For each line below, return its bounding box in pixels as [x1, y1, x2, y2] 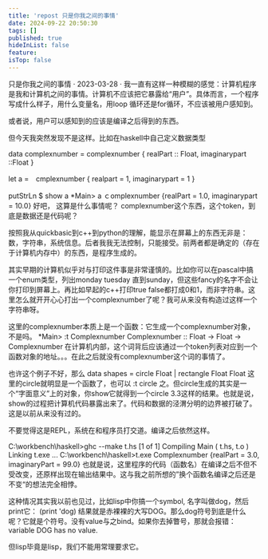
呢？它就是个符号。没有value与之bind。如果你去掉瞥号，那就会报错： [8, 516, 237, 525]
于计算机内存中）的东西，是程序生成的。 [8, 248, 141, 257]
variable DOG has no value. [8, 525, 98, 535]
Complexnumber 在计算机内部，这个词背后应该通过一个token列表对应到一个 [8, 341, 258, 351]
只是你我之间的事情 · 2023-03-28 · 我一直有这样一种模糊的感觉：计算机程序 [8, 79, 257, 89]
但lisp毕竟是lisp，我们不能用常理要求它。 [8, 541, 144, 551]
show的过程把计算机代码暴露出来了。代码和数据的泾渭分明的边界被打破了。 [8, 398, 257, 408]
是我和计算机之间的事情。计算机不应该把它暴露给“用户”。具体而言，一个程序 [8, 89, 259, 98]
